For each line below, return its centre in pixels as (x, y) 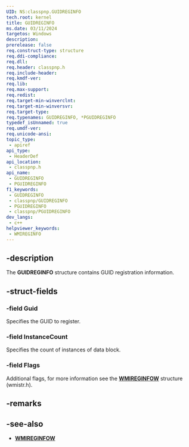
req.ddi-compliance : (32, 56)
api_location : (24, 162)
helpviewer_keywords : (33, 228)
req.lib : (17, 84)
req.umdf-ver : (24, 128)
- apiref (20, 145)
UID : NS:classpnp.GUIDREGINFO (44, 12)
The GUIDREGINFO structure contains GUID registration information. (90, 273)
